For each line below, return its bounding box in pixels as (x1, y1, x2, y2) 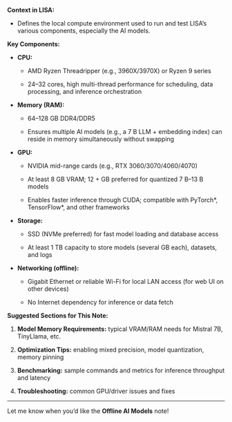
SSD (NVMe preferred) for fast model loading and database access (27, 230, 219, 238)
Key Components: (7, 40, 60, 48)
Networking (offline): (17, 264, 79, 272)
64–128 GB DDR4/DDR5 (27, 114, 95, 122)
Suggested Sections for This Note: (7, 311, 108, 320)
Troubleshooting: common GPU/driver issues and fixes (17, 387, 175, 395)
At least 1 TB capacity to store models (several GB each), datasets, (27, 243, 217, 251)
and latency (17, 374, 51, 382)
